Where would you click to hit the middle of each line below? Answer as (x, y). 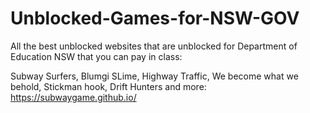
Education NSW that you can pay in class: (96, 56)
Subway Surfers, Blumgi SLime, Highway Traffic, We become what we (154, 76)
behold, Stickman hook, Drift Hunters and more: (108, 86)
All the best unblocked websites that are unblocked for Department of (154, 46)
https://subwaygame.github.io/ (73, 97)
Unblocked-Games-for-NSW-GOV (155, 18)
